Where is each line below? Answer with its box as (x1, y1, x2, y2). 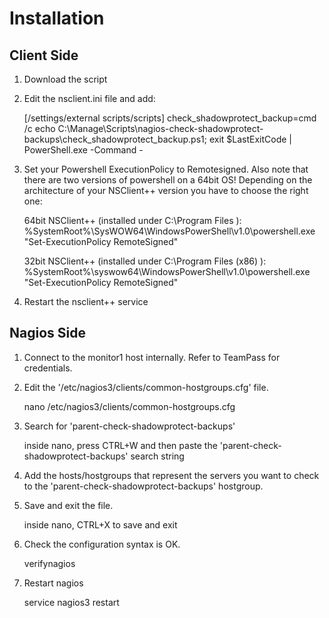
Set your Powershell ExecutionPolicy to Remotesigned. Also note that (23, 163, 309, 175)
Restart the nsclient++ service (23, 296, 149, 307)
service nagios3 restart (23, 596, 120, 608)
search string (130, 450, 185, 462)
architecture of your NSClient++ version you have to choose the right (23, 185, 309, 196)
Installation (9, 7, 105, 30)
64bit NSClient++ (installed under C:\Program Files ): (23, 215, 242, 226)
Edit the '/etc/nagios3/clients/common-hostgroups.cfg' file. (23, 381, 269, 393)
